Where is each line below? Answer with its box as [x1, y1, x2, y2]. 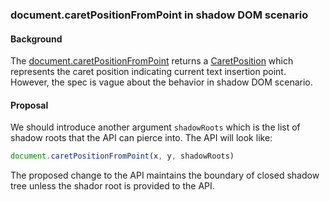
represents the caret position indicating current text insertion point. [10, 66, 287, 78]
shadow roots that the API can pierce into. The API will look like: [10, 132, 273, 144]
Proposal [10, 99, 49, 111]
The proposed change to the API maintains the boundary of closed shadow [10, 169, 320, 182]
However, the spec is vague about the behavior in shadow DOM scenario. [10, 76, 313, 88]
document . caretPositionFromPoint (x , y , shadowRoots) [10, 151, 235, 162]
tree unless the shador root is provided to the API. [10, 180, 215, 192]
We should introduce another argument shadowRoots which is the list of [10, 121, 301, 133]
